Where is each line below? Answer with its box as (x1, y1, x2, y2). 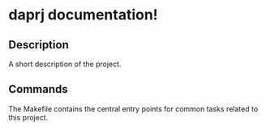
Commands (8, 82, 69, 96)
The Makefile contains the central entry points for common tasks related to (8, 103, 259, 114)
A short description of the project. (8, 59, 122, 69)
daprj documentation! (8, 6, 158, 24)
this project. (8, 112, 49, 122)
